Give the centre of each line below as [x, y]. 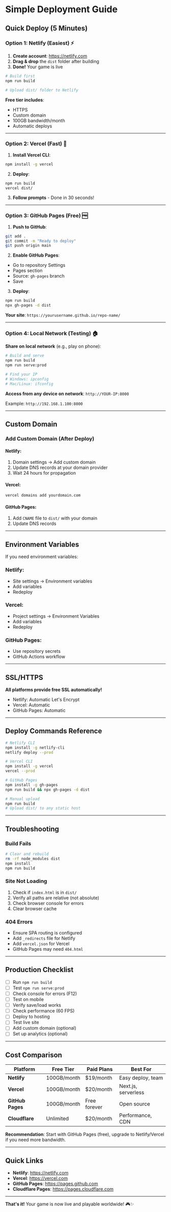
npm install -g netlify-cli [35, 748]
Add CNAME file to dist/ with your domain [55, 518]
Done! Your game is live [38, 67]
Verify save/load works [37, 1005]
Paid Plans [100, 1069]
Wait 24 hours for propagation [44, 473]
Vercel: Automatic [31, 705]
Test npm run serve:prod [38, 988]
